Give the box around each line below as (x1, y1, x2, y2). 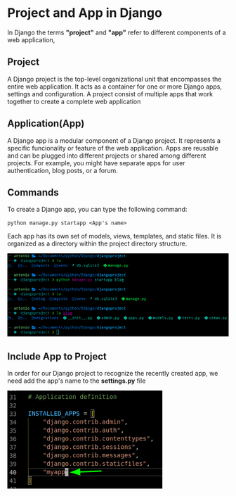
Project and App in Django (7, 5, 163, 21)
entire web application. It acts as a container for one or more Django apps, (7, 82, 223, 91)
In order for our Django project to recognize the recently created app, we (7, 369, 218, 378)
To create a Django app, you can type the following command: (7, 205, 188, 214)
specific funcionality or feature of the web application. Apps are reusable (7, 144, 219, 152)
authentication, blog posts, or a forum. (7, 166, 118, 174)
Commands (7, 186, 60, 198)
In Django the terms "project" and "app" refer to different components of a (7, 28, 226, 37)
